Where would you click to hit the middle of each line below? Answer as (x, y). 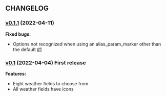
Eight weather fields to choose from (50, 83)
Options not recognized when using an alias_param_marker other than (87, 44)
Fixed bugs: (18, 34)
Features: (16, 74)
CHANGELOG (27, 8)
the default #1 (27, 49)
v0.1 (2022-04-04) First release (46, 62)
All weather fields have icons (43, 89)
